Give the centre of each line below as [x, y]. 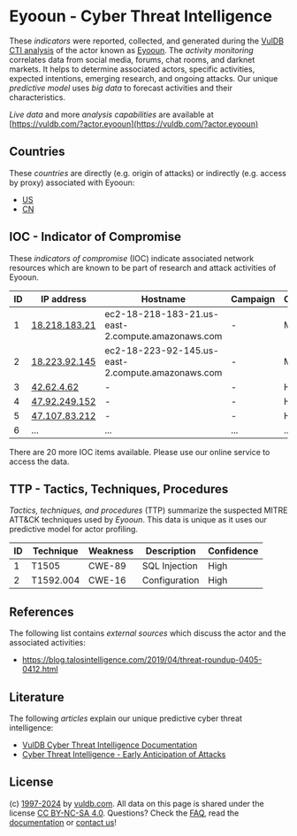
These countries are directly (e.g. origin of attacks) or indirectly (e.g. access [148, 173]
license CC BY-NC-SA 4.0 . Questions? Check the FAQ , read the [124, 813]
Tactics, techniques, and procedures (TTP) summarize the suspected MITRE [148, 510]
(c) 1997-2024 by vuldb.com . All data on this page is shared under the [137, 803]
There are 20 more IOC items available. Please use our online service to [140, 452]
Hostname [163, 298]
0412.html [40, 670]
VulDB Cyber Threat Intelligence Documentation [110, 745]
